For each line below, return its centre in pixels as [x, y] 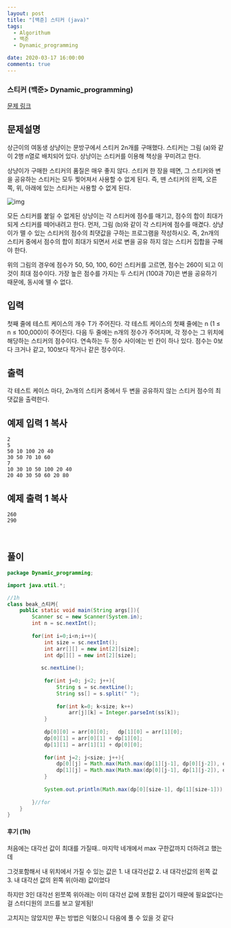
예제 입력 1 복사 [37, 423]
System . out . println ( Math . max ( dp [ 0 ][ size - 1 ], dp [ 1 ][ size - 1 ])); [135, 789]
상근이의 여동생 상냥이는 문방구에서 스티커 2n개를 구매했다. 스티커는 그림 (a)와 [112, 147]
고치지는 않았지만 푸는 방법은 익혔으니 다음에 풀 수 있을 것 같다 [90, 918]
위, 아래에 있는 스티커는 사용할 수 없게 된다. [74, 188]
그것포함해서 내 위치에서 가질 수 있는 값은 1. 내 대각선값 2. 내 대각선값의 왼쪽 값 [112, 871]
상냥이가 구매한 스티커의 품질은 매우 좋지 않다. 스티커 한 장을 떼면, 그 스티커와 [111, 170]
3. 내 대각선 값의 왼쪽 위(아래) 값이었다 [59, 880]
